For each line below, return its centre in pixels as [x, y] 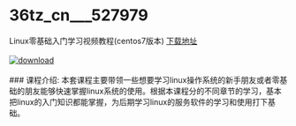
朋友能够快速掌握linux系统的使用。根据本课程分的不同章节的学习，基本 [153, 91]
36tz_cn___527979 [79, 15]
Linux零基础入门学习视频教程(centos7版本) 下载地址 [103, 41]
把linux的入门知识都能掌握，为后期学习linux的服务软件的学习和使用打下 [138, 101]
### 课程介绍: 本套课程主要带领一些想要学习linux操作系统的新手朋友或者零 [144, 79]
